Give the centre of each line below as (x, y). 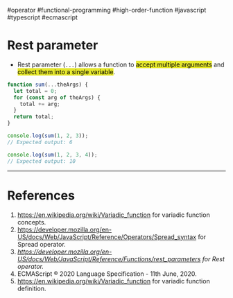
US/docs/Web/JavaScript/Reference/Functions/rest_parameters (109, 258)
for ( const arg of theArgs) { (57, 97)
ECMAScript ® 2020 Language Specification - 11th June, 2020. (107, 274)
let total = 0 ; (35, 91)
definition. (32, 288)
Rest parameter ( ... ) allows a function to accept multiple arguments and (121, 64)
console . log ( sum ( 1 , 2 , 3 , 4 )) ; (52, 155)
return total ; (34, 117)
